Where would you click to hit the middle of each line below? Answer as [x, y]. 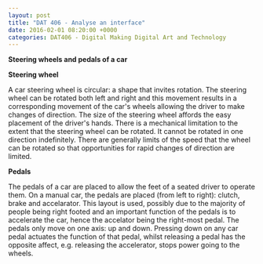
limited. [20, 157]
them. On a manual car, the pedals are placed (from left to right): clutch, [124, 195]
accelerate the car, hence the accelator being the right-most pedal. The [124, 220]
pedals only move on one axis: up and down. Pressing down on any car [123, 229]
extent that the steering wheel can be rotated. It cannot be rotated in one [126, 132]
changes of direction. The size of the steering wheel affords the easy [120, 115]
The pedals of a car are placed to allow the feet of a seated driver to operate [131, 187]
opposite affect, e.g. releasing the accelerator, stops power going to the [124, 245]
